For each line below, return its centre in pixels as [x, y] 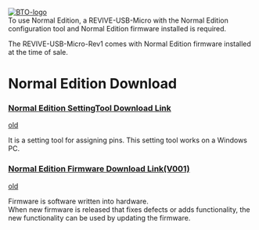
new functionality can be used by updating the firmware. [99, 217]
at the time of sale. [38, 52]
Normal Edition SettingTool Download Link [90, 108]
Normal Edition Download [93, 84]
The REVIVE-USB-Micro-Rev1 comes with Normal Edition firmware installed [130, 44]
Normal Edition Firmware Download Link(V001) [99, 169]
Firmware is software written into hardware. [78, 201]
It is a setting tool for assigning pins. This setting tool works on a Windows [128, 140]
